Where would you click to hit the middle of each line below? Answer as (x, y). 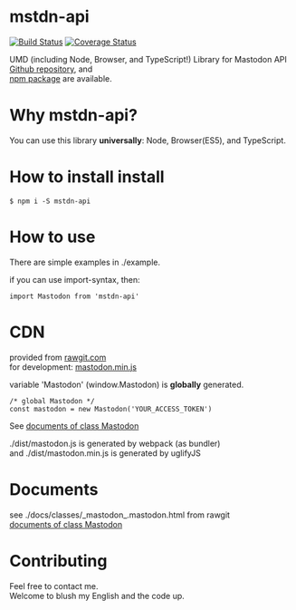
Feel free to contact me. (54, 586)
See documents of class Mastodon (74, 426)
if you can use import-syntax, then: (75, 279)
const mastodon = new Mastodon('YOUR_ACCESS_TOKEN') (111, 409)
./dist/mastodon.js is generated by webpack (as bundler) (115, 443)
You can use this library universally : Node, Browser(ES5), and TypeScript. (148, 140)
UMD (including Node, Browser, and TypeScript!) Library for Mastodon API (148, 59)
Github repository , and (51, 69)
